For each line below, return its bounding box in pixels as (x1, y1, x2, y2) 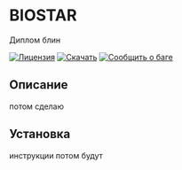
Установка (9, 127, 71, 142)
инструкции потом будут (9, 150, 104, 160)
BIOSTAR (9, 5, 77, 26)
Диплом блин (9, 35, 61, 45)
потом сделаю (9, 101, 65, 112)
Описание (9, 77, 68, 93)
